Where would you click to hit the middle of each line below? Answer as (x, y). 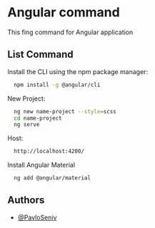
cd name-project (38, 118)
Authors (26, 200)
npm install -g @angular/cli (57, 85)
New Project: (26, 98)
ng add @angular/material (52, 178)
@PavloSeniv (37, 217)
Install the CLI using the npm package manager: (78, 71)
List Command (40, 55)
